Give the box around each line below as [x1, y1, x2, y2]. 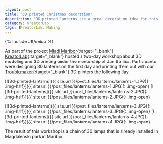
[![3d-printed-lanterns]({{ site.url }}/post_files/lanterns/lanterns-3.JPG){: [5, 103, 151, 109]
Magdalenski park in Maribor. [5, 134, 64, 140]
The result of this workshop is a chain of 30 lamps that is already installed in [5, 128, 158, 134]
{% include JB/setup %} [5, 39, 54, 44]
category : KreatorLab [5, 21, 49, 26]
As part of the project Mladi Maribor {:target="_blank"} [5, 48, 114, 54]
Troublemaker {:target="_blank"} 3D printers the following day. [5, 69, 130, 75]
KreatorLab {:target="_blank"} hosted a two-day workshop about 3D [5, 53, 142, 59]
